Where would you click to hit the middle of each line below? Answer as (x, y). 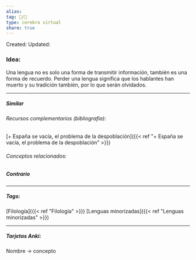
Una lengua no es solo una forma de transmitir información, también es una (97, 72)
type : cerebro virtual (34, 22)
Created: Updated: (28, 44)
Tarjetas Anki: (24, 236)
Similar (15, 103)
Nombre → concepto (31, 251)
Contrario (18, 174)
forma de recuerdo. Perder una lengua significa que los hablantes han (90, 78)
